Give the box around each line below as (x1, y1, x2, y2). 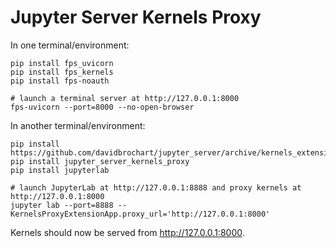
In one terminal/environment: (10, 39, 130, 51)
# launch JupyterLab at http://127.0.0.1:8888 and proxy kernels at (10, 182, 302, 193)
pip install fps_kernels (10, 67, 114, 77)
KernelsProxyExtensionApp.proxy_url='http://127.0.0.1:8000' (10, 209, 271, 219)
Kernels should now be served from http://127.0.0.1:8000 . (10, 226, 245, 238)
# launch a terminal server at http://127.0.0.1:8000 (10, 93, 240, 103)
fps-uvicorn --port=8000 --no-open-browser (10, 102, 195, 112)
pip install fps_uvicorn (10, 58, 114, 68)
